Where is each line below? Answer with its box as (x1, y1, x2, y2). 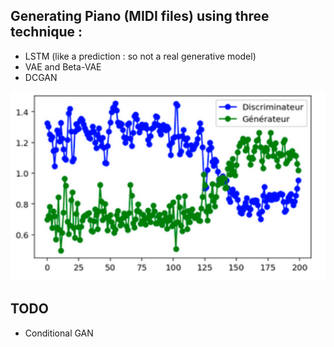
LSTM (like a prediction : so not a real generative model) (24, 50, 257, 62)
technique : (10, 24, 83, 41)
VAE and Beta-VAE (24, 60, 102, 73)
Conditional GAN (24, 327, 94, 339)
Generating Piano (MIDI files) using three (10, 8, 270, 25)
